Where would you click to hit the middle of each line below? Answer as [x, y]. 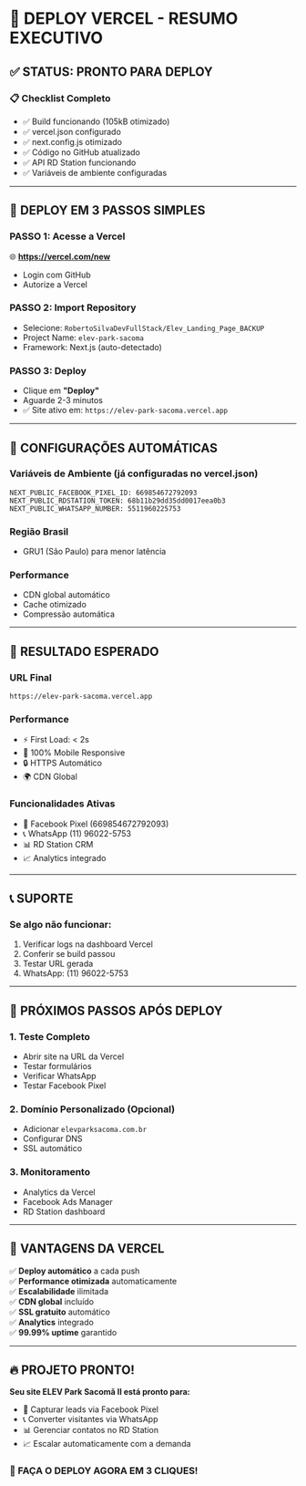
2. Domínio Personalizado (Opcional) [92, 1109]
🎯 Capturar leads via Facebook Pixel [91, 1409]
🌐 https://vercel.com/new [60, 256]
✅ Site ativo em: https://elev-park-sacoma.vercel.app [125, 410]
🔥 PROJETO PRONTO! [72, 1370]
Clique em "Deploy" [61, 390]
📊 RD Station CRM [58, 844]
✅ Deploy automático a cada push [75, 1271]
